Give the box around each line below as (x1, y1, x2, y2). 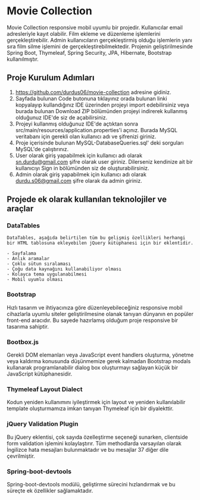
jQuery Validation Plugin (7, 420, 79, 428)
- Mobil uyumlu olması (7, 277, 63, 283)
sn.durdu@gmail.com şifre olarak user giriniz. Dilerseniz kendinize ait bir (15, 158, 193, 165)
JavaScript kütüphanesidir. (7, 370, 73, 377)
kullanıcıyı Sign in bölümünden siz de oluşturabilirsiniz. (15, 164, 149, 171)
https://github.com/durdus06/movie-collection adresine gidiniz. (15, 88, 171, 96)
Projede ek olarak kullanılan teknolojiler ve (7, 195, 167, 205)
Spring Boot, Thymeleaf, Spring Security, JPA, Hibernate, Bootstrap (7, 49, 172, 56)
